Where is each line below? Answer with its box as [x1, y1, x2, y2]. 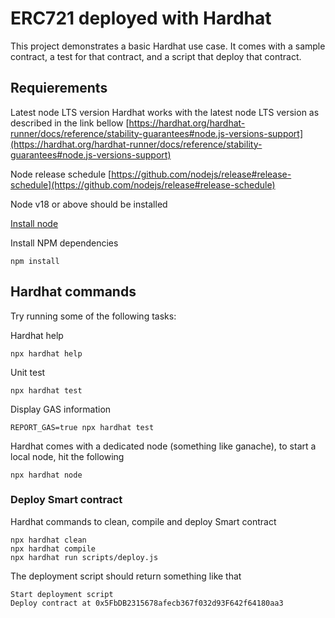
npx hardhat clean [10, 535, 87, 545]
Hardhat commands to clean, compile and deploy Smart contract [10, 515, 277, 527]
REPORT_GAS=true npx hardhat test [10, 422, 155, 432]
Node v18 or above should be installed [10, 198, 168, 210]
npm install [10, 256, 60, 266]
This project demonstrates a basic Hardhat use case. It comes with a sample [10, 40, 326, 52]
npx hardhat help [10, 348, 83, 359]
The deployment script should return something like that [10, 570, 242, 582]
